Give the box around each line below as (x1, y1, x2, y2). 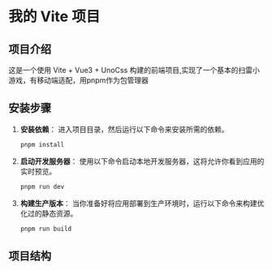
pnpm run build (19, 225, 72, 233)
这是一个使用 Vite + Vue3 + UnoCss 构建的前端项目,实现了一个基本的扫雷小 (8, 66, 260, 75)
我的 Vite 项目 (8, 7, 101, 26)
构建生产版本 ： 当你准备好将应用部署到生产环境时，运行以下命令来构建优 (19, 198, 265, 208)
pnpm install (19, 140, 65, 148)
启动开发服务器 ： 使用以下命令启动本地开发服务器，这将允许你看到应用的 (19, 156, 265, 166)
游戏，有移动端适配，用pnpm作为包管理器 (8, 75, 149, 85)
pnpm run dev (19, 182, 65, 191)
